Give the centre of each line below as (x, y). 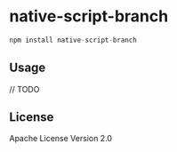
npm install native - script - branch (73, 40)
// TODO (24, 89)
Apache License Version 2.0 (61, 139)
